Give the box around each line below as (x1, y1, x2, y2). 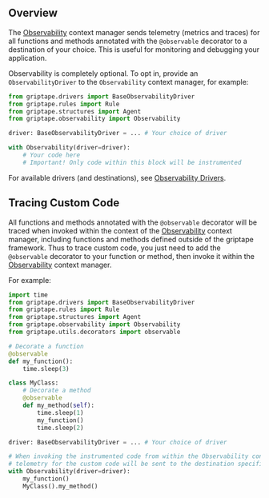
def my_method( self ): (22, 401, 94, 409)
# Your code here (22, 151, 81, 159)
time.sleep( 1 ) (37, 408, 84, 416)
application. (8, 53, 47, 62)
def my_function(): (8, 357, 74, 365)
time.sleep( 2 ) (37, 424, 84, 432)
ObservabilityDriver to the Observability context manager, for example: (8, 77, 249, 86)
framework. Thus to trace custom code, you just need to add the (8, 243, 222, 253)
